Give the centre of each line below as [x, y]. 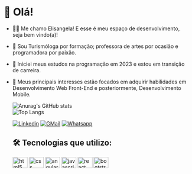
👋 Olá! [19, 12]
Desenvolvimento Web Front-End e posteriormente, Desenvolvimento [97, 88]
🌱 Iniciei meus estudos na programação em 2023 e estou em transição [98, 64]
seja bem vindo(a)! [35, 34]
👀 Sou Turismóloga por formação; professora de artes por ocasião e [95, 46]
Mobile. [22, 94]
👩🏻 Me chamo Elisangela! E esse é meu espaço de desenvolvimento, [96, 28]
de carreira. [26, 70]
